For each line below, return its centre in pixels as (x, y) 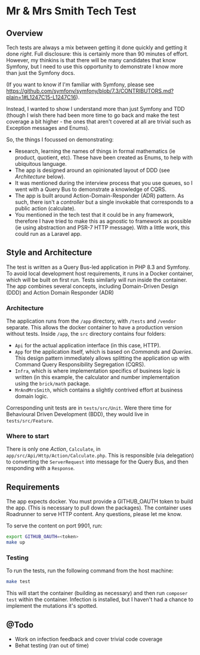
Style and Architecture (49, 253)
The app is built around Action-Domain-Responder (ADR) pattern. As (99, 195)
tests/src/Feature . (30, 421)
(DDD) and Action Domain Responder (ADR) (60, 292)
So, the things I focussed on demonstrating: (60, 140)
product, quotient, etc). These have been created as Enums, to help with (104, 157)
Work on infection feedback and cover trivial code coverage (89, 639)
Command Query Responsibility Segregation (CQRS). (80, 365)
